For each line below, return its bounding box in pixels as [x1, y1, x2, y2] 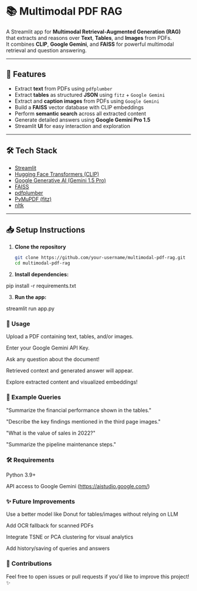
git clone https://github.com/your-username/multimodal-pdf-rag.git [14, 255, 186, 261]
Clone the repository [14, 243, 66, 250]
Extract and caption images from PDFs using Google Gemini [14, 98, 159, 105]
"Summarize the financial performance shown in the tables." [6, 407, 151, 414]
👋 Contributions [6, 559, 52, 568]
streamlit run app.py [6, 305, 55, 312]
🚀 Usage [6, 320, 30, 328]
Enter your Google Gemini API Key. [6, 344, 90, 351]
